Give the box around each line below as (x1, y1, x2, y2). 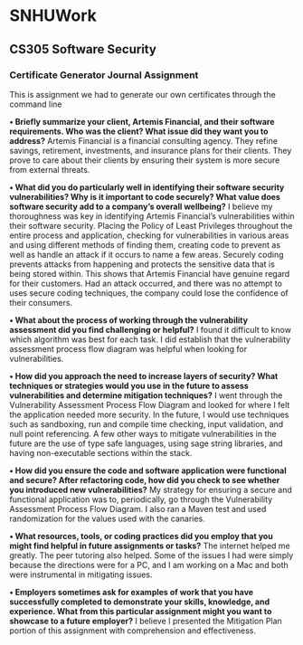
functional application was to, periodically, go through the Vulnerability (9, 494, 273, 505)
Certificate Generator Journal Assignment (9, 69, 199, 81)
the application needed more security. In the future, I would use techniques (9, 409, 289, 420)
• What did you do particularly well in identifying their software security (9, 182, 285, 193)
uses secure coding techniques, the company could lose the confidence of (9, 287, 289, 299)
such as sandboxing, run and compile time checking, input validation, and (9, 418, 284, 430)
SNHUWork (9, 5, 97, 26)
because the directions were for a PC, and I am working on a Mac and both (9, 559, 289, 570)
